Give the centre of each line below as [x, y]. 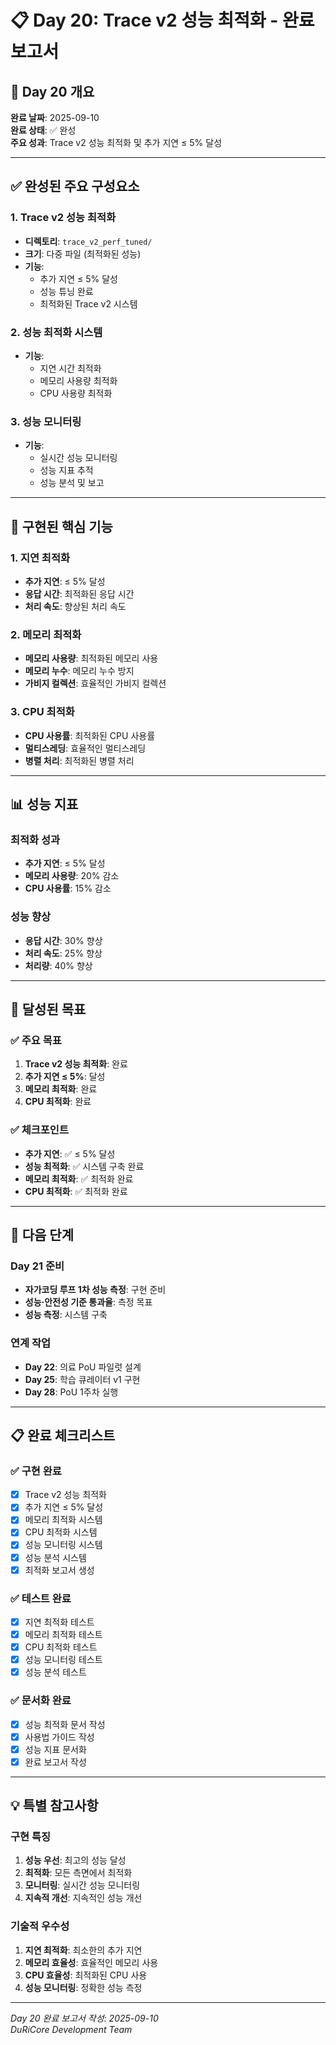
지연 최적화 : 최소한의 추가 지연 [83, 1950]
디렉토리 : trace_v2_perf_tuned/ [88, 241]
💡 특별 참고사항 [54, 1806]
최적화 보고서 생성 [59, 1570]
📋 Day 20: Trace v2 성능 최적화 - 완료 [162, 20]
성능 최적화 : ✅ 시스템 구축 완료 [84, 1166]
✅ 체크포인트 [39, 1130]
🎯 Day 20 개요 [52, 91]
